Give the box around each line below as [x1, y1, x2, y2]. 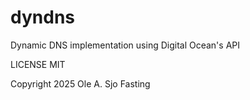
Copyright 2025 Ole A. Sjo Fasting [10, 77, 151, 90]
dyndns [10, 6, 75, 29]
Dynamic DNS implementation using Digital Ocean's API [10, 39, 241, 51]
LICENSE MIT [10, 58, 66, 70]
